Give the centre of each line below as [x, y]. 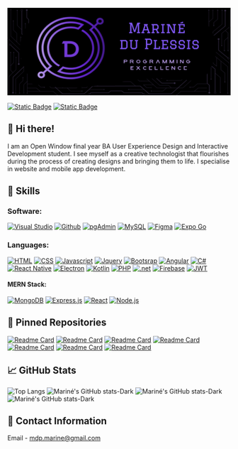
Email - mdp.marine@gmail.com [54, 438]
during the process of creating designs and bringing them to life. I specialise [119, 161]
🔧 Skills [24, 191]
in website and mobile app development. [67, 168]
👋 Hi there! [31, 129]
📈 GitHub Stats [42, 370]
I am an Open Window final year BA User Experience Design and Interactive [118, 146]
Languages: [28, 245]
